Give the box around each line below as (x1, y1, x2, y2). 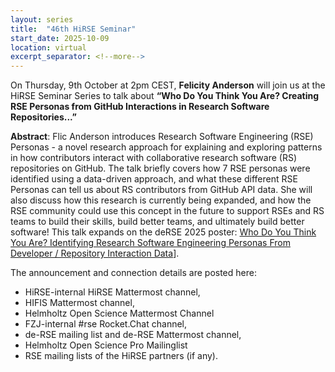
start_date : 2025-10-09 (10, 33, 110, 43)
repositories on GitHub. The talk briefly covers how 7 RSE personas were (10, 162, 311, 175)
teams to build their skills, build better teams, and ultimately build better (10, 216, 305, 228)
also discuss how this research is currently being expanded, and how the (10, 194, 312, 206)
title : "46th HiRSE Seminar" (10, 24, 137, 34)
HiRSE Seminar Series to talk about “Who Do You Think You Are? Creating (10, 90, 320, 102)
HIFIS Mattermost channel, (24, 297, 135, 309)
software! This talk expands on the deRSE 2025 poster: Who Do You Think (10, 226, 317, 238)
